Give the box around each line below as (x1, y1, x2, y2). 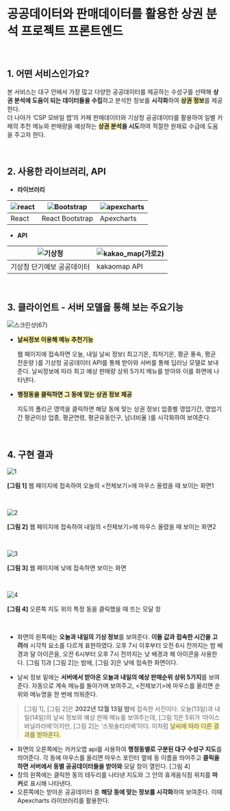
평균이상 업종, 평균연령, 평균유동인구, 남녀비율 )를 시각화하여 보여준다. (24, 413, 211, 422)
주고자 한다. (14, 130, 46, 138)
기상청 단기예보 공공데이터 (10, 262, 90, 271)
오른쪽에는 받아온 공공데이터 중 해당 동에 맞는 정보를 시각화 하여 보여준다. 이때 (16, 788, 222, 796)
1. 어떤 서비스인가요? (7, 68, 90, 80)
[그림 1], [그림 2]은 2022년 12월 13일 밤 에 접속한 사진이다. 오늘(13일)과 (23, 705, 214, 713)
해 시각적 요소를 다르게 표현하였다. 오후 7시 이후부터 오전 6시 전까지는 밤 (23, 642, 216, 650)
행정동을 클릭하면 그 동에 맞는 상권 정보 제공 (16, 390, 132, 398)
